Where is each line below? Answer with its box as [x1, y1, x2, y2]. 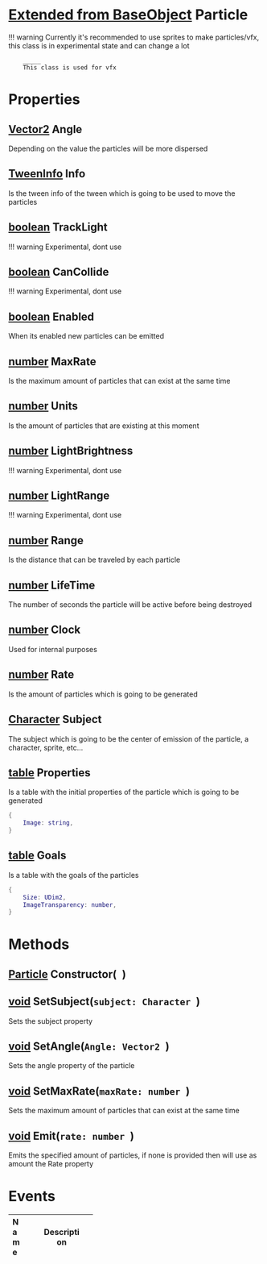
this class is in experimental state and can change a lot [8, 40, 190, 50]
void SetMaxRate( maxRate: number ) [8, 1084, 191, 1098]
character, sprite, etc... [8, 742, 84, 752]
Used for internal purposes [8, 644, 98, 654]
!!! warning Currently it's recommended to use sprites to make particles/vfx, [8, 32, 260, 42]
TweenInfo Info [8, 167, 86, 181]
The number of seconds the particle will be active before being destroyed [8, 600, 253, 609]
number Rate [8, 667, 75, 682]
